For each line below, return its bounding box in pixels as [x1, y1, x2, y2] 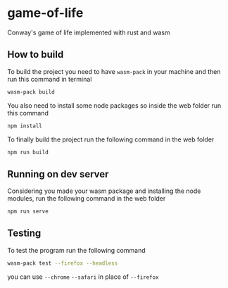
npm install [7, 122, 42, 130]
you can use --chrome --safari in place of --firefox [7, 273, 160, 281]
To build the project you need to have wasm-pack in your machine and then [7, 67, 221, 75]
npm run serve [7, 208, 49, 215]
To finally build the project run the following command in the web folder [7, 135, 215, 144]
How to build [7, 49, 64, 61]
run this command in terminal [7, 75, 92, 83]
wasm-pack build [7, 88, 55, 96]
